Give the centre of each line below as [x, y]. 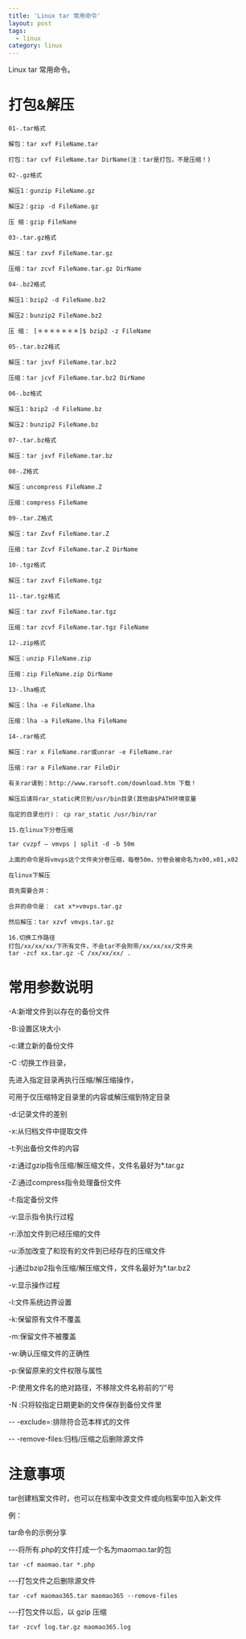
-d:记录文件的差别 [38, 1114]
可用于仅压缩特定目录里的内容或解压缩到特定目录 [89, 1097]
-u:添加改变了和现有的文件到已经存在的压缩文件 [87, 1251]
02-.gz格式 [25, 175]
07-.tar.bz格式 [33, 441]
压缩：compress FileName [48, 503]
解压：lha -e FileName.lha [51, 706]
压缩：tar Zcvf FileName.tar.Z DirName [73, 550]
